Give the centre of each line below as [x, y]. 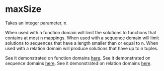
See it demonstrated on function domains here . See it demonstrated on [78, 58]
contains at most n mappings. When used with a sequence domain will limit [82, 38]
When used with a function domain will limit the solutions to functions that [81, 32]
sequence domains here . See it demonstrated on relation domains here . [79, 63]
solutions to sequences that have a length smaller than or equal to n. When [82, 43]
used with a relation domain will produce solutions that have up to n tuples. [82, 48]
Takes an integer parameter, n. [37, 23]
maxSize [23, 9]
